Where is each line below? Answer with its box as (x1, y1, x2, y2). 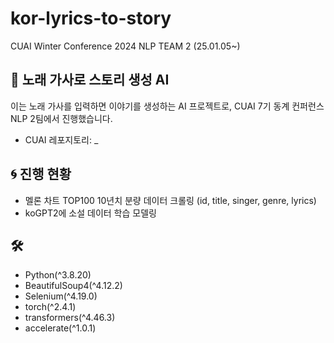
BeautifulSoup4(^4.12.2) (24, 280, 123, 292)
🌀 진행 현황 (10, 166, 72, 183)
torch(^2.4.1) (24, 301, 77, 313)
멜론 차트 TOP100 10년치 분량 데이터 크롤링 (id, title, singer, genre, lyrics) (24, 194, 317, 206)
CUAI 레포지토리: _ (24, 133, 99, 146)
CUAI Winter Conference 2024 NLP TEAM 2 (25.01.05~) (10, 40, 241, 52)
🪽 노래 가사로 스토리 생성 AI (10, 72, 170, 89)
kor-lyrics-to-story (10, 7, 172, 30)
